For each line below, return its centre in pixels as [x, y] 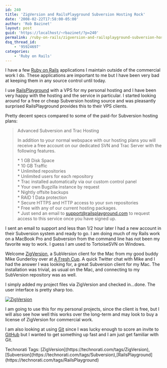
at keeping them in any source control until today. [56, 81]
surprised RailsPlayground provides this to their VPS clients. [66, 106]
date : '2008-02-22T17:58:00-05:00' [42, 19]
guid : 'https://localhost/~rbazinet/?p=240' [52, 33]
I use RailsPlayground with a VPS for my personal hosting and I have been [81, 91]
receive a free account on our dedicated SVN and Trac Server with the [89, 146]
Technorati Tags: [22, 350]
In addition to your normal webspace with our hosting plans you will [86, 140]
